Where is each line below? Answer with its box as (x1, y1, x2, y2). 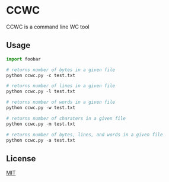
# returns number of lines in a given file (6, 83, 116, 89)
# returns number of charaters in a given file (6, 115, 126, 122)
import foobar (6, 56, 42, 62)
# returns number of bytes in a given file (6, 66, 116, 73)
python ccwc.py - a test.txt (6, 137, 76, 143)
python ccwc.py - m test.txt (6, 121, 76, 127)
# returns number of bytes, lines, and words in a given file (6, 132, 163, 138)
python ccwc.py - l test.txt (6, 88, 76, 95)
